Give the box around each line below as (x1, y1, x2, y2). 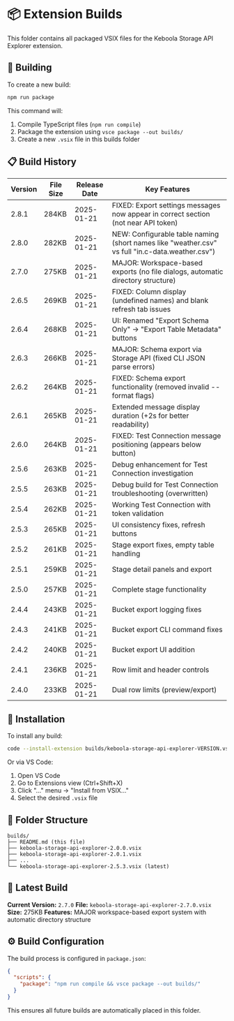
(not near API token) (111, 218, 178, 228)
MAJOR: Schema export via (111, 344, 202, 354)
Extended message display (111, 402, 201, 412)
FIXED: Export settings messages (111, 200, 221, 210)
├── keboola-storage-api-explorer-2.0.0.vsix (7, 844, 141, 851)
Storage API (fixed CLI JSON (111, 353, 205, 363)
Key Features (145, 184, 190, 194)
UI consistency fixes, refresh (111, 520, 205, 530)
